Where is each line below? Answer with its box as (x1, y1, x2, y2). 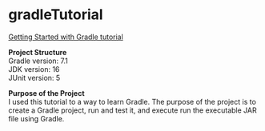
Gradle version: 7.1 (8, 56, 68, 65)
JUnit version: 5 (8, 73, 61, 82)
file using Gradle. (8, 113, 65, 123)
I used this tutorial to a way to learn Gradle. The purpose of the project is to (8, 97, 256, 106)
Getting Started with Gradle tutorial (8, 32, 124, 42)
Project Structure (8, 47, 67, 57)
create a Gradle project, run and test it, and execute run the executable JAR (8, 105, 258, 115)
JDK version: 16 (8, 64, 60, 73)
